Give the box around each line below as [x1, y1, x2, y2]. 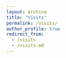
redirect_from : [6, 31, 44, 37]
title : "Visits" [6, 14, 47, 21]
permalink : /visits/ [6, 20, 58, 26]
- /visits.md [11, 43, 44, 49]
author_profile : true [6, 25, 61, 32]
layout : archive [6, 8, 47, 15]
